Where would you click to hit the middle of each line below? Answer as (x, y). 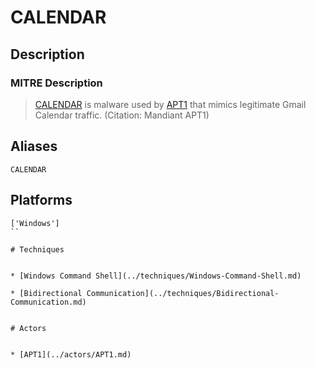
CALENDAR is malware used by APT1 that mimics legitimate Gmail (170, 104)
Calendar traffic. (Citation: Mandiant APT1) (122, 115)
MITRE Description (56, 83)
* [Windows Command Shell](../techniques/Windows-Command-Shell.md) (156, 276)
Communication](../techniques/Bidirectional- (183, 293)
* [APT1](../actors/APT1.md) (71, 354)
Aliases (34, 146)
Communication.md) (48, 302)
